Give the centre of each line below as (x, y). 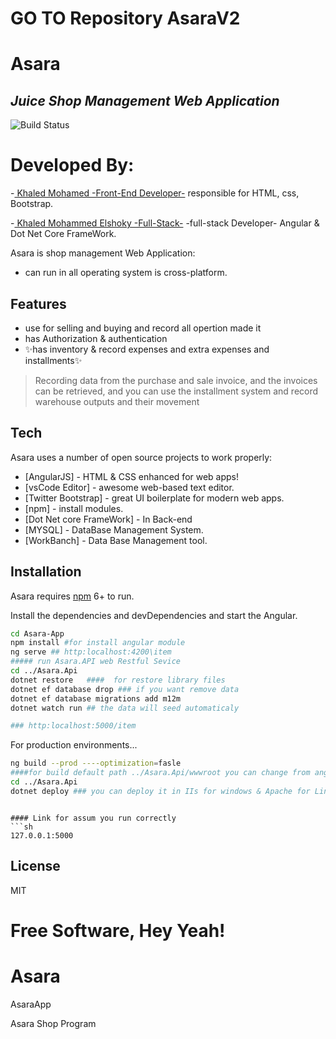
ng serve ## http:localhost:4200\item (91, 652)
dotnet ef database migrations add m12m (96, 698)
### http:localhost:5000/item (73, 726)
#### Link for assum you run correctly (93, 818)
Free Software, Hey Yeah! (118, 930)
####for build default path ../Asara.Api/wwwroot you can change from (160, 773)
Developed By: (72, 165)
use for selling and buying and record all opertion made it (143, 328)
